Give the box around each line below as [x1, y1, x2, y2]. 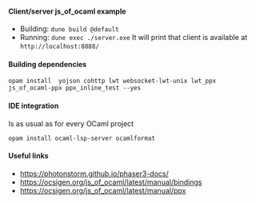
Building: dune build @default [19, 24, 119, 34]
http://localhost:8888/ [19, 42, 100, 51]
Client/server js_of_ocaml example [8, 6, 126, 16]
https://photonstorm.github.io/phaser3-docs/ [19, 169, 170, 178]
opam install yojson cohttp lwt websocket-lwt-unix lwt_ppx [8, 77, 217, 86]
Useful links [8, 151, 50, 161]
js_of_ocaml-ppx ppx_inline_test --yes [8, 84, 142, 92]
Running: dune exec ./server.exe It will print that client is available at [19, 33, 248, 42]
